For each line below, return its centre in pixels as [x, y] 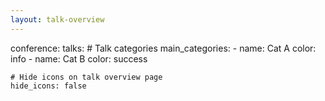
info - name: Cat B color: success [79, 58]
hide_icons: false [48, 86]
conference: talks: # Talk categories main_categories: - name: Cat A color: [163, 48]
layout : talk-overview [57, 19]
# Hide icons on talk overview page [86, 77]
